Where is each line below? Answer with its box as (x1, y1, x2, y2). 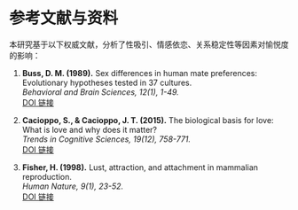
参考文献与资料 (9, 8, 119, 28)
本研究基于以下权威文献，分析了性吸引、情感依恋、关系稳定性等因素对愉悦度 (9, 39, 289, 50)
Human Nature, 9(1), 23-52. (21, 181, 124, 191)
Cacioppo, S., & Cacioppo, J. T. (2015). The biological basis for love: (21, 114, 274, 125)
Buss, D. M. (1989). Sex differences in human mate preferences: (21, 67, 258, 78)
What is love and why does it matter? (21, 124, 158, 135)
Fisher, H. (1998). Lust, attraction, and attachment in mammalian (21, 161, 259, 173)
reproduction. (21, 171, 73, 182)
